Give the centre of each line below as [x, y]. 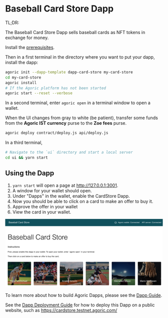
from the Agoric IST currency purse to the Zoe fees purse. [66, 123]
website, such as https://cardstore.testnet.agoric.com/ [61, 310]
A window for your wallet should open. [52, 190]
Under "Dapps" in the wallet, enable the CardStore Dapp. [71, 196]
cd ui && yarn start [27, 158]
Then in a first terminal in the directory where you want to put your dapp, [80, 57]
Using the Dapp [30, 173]
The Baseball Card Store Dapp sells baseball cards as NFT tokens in [75, 32]
